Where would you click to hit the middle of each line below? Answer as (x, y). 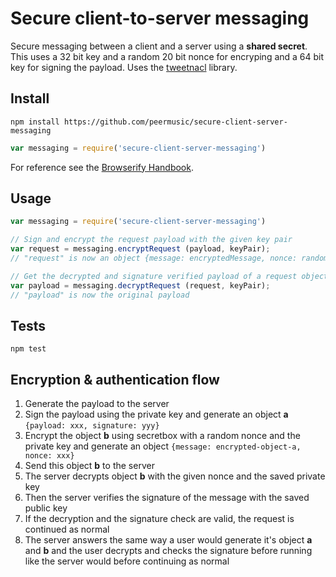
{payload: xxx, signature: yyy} (92, 426)
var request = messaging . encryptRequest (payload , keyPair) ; (140, 249)
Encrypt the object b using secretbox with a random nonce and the (162, 436)
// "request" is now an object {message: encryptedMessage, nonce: (154, 258)
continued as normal (67, 529)
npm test (28, 349)
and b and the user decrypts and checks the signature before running (168, 551)
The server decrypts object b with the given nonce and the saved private (175, 476)
